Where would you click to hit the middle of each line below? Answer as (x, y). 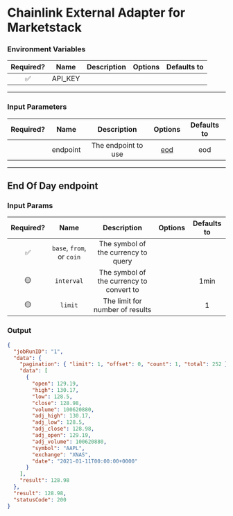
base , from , (69, 248)
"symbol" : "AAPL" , (59, 448)
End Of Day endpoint (53, 186)
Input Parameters (37, 107)
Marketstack (44, 27)
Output (19, 331)
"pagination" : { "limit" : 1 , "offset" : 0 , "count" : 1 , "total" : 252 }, (125, 364)
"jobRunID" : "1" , (38, 352)
